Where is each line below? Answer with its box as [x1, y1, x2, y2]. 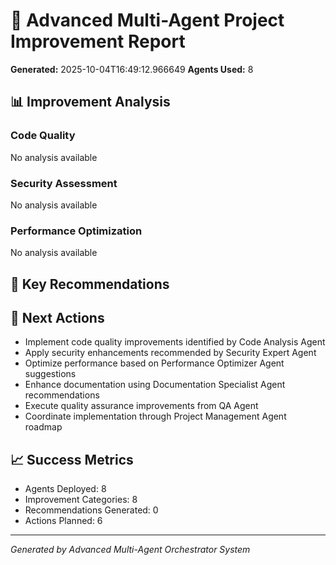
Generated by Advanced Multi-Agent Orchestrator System [10, 544, 251, 556]
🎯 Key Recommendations [10, 275, 170, 293]
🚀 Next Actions [10, 310, 105, 326]
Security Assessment [10, 176, 118, 190]
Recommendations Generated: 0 [24, 504, 159, 516]
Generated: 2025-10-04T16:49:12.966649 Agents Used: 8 [10, 63, 254, 75]
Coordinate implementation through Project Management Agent [24, 410, 287, 423]
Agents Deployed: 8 [24, 483, 107, 495]
